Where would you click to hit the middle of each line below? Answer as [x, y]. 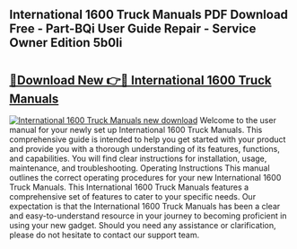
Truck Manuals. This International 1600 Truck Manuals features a [129, 187]
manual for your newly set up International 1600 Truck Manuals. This [136, 130]
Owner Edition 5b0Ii [66, 43]
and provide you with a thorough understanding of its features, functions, [145, 149]
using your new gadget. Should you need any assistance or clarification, [143, 225]
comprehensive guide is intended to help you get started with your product [148, 139]
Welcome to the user [238, 120]
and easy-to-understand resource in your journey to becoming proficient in [148, 216]
